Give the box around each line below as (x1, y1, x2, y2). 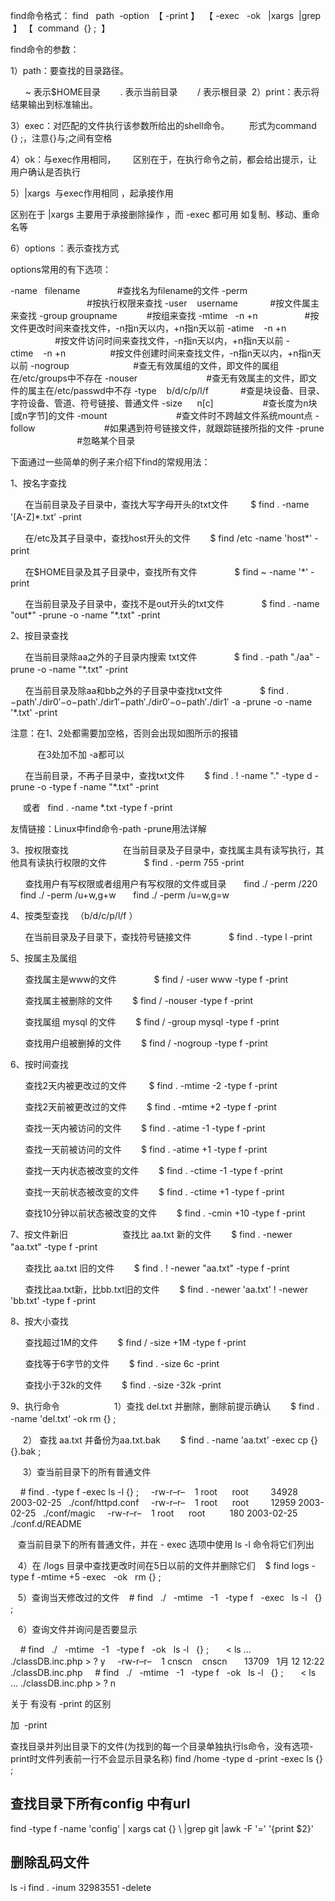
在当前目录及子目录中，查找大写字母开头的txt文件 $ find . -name (24, 499, 310, 510)
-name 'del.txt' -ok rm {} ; (10, 1413, 117, 1424)
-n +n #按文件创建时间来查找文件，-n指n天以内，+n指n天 (43, 347, 322, 359)
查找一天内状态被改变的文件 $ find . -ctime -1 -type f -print (24, 1165, 283, 1176)
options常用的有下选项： (10, 264, 112, 275)
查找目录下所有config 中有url (10, 1795, 191, 1813)
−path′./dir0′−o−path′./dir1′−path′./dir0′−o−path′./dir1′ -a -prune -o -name (10, 696, 313, 708)
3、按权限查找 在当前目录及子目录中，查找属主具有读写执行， (10, 844, 316, 856)
